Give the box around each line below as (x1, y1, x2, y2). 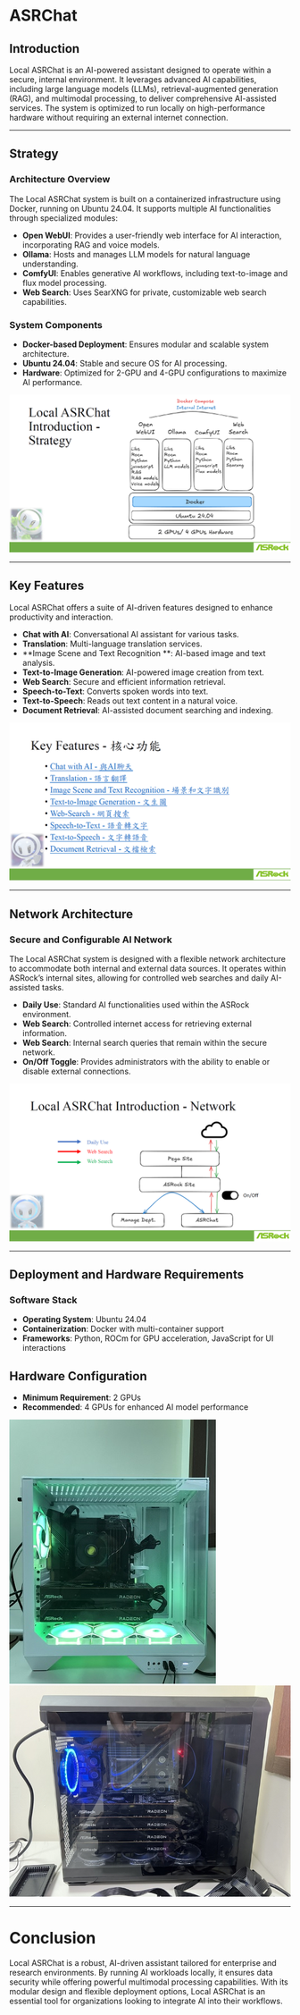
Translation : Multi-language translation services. (21, 638, 203, 649)
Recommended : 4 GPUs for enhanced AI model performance (21, 1402, 249, 1412)
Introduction (9, 41, 80, 56)
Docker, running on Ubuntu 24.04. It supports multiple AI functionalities (9, 203, 271, 214)
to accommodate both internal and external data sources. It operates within (9, 963, 287, 974)
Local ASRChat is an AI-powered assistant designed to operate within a (9, 64, 272, 75)
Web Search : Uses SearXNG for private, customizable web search (21, 287, 267, 298)
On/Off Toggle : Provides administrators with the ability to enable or (21, 1057, 271, 1067)
